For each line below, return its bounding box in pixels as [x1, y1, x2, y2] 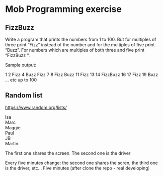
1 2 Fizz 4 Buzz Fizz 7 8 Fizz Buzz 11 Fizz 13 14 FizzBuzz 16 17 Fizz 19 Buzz [5, 72, 158, 78]
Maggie [5, 124, 21, 130]
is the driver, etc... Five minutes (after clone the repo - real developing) [5, 165, 150, 171]
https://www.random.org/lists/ [5, 104, 67, 110]
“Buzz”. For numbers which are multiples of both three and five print [5, 47, 145, 53]
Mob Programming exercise [5, 3, 122, 15]
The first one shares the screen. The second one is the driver [5, 150, 131, 156]
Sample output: [5, 62, 36, 68]
